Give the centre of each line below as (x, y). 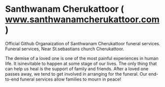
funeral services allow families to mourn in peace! (71, 79)
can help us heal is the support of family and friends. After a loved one (77, 69)
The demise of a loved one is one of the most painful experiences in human (82, 58)
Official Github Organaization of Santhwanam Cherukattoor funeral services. (83, 43)
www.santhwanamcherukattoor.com (82, 19)
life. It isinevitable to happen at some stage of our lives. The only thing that (81, 63)
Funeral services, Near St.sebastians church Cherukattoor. (65, 49)
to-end (12, 79)
